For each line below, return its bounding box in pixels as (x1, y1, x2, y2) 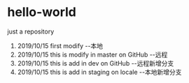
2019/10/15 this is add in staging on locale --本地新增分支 (17, 68, 182, 76)
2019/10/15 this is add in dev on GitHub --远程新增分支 (17, 59, 174, 67)
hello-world (7, 4, 77, 20)
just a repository (7, 27, 55, 36)
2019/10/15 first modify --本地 (17, 41, 104, 50)
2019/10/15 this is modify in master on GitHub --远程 (17, 50, 168, 59)
